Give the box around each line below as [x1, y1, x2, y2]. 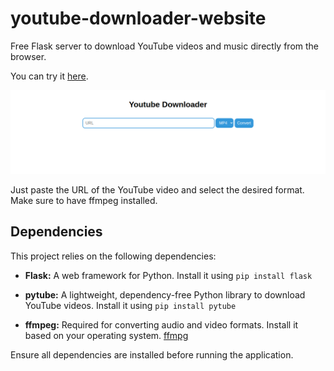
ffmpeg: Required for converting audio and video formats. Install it [24, 318, 299, 331]
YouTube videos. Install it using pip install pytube [24, 299, 237, 311]
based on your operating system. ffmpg [24, 329, 189, 341]
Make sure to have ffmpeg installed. [10, 194, 158, 206]
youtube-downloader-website [10, 7, 267, 30]
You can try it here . [10, 70, 89, 82]
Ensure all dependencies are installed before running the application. [10, 348, 294, 361]
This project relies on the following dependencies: [10, 250, 217, 262]
